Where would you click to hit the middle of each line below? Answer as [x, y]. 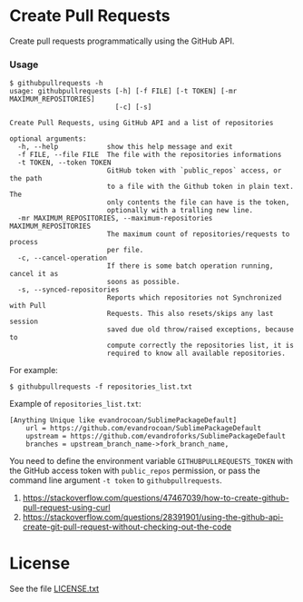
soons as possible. [143, 282]
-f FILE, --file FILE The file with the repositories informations [150, 155]
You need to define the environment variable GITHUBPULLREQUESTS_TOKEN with [151, 461]
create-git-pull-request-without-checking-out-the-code [127, 527]
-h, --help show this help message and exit [125, 147]
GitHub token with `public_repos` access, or [194, 171]
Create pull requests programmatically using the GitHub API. [122, 41]
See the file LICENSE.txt [54, 589]
